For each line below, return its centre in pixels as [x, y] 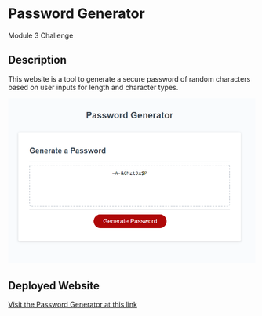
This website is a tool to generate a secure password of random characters [129, 78]
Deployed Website [54, 286]
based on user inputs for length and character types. [93, 87]
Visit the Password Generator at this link [73, 305]
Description [37, 60]
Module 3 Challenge [41, 35]
